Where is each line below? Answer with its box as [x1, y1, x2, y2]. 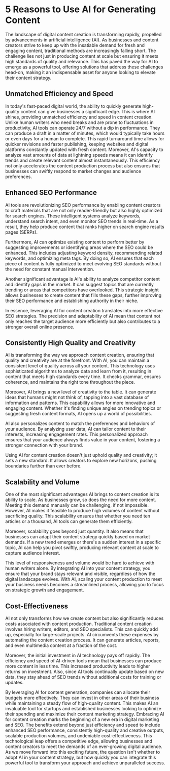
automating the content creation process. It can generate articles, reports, [5, 637, 160, 643]
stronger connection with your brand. [5, 442, 83, 449]
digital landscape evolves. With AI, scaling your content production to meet [5, 576, 162, 582]
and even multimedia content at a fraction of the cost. [5, 642, 118, 649]
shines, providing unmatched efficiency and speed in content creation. [5, 114, 153, 120]
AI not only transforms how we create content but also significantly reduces [5, 615, 164, 621]
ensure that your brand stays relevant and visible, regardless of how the [5, 570, 156, 577]
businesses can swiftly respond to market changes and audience [5, 168, 141, 174]
